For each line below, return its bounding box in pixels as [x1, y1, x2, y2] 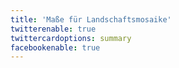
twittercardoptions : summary [10, 33, 132, 43]
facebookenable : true [10, 42, 101, 53]
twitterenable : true [10, 24, 97, 34]
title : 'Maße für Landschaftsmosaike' [10, 14, 172, 25]
